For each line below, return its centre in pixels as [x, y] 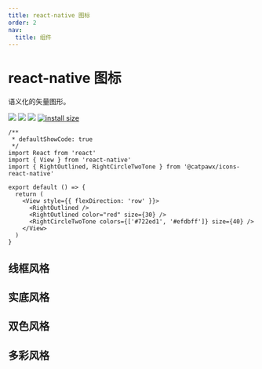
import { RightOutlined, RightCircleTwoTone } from [94, 167]
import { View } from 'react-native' [70, 160]
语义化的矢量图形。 [39, 102]
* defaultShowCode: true [52, 139]
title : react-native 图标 [49, 15]
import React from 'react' [52, 154]
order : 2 [22, 23]
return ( [29, 194]
